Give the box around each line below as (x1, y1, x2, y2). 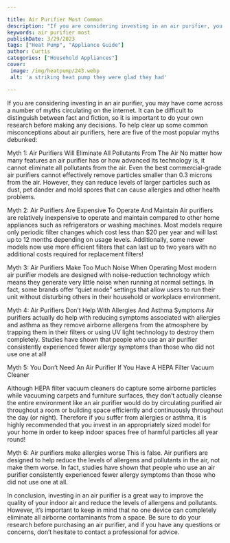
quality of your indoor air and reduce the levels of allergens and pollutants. (7, 498, 218, 506)
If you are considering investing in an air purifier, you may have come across (7, 99, 223, 107)
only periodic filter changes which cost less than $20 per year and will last (7, 228, 218, 236)
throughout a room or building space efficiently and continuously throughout (7, 406, 224, 414)
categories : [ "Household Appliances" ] (7, 54, 118, 62)
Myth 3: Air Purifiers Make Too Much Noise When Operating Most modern (7, 263, 217, 271)
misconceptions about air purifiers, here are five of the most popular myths (7, 128, 220, 136)
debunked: (7, 135, 38, 143)
